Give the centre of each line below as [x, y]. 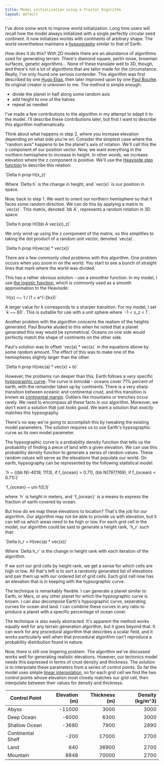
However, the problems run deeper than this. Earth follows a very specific [79, 376]
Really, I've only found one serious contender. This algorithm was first [75, 74]
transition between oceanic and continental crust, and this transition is [76, 392]
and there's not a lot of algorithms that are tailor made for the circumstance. [81, 69]
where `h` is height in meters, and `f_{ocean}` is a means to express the [77, 496]
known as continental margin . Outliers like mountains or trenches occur [77, 397]
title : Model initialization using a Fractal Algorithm [63, 10]
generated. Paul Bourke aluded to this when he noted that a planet [72, 327]
